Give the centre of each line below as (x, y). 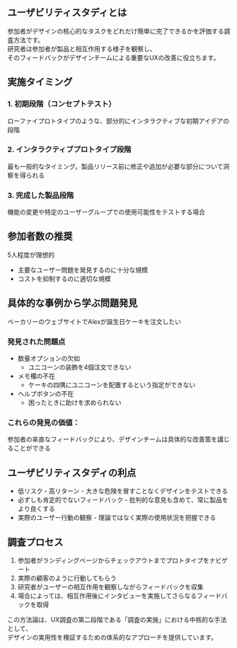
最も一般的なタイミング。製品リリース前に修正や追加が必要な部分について (115, 166)
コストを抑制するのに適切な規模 (64, 279)
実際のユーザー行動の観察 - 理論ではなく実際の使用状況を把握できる (117, 518)
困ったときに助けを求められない (75, 403)
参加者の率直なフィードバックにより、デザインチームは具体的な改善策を (112, 439)
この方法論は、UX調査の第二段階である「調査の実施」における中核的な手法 (117, 619)
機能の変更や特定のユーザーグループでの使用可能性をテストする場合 (106, 212)
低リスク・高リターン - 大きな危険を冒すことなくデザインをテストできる (123, 491)
